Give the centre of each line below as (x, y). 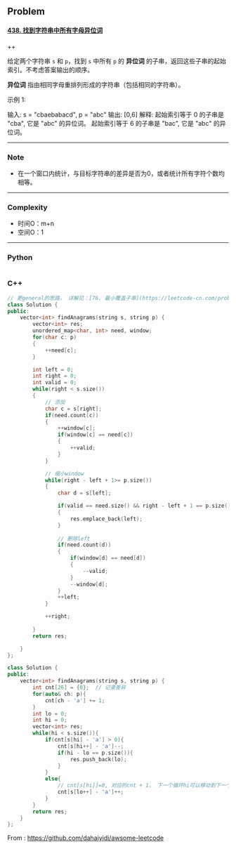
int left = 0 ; (53, 369)
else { (53, 779)
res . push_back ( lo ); (99, 759)
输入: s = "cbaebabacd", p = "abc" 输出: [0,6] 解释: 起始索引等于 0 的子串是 (116, 114)
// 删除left (74, 539)
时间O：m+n (36, 223)
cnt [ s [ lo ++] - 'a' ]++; (91, 792)
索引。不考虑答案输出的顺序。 (50, 70)
